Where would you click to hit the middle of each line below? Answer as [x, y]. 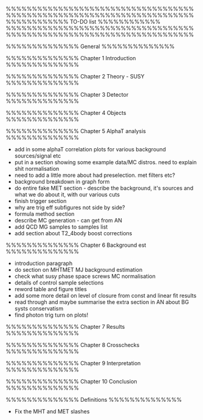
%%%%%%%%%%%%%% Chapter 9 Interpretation [73, 363]
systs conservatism [39, 308]
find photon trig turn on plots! [51, 315]
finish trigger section [40, 201]
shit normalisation [37, 169]
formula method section [44, 214]
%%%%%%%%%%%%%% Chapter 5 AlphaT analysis [76, 131]
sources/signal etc [38, 156]
